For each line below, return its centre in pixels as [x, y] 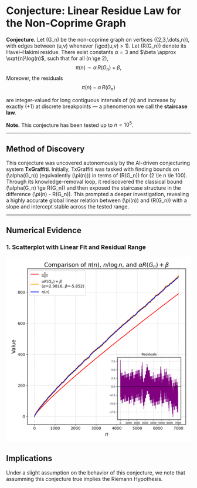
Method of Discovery [45, 149]
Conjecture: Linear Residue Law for [94, 11]
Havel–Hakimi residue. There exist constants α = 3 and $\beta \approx [91, 52]
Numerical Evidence [44, 230]
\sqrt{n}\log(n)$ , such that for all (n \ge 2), [57, 58]
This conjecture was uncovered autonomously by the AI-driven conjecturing [98, 163]
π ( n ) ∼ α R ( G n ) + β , [98, 68]
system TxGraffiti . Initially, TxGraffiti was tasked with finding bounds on [93, 169]
